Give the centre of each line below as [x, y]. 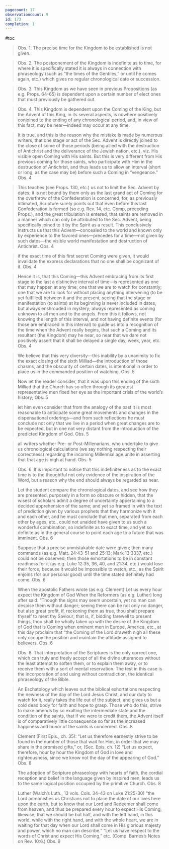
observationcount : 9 [27, 15]
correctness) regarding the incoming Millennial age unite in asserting [89, 454]
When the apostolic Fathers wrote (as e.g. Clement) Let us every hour [90, 589]
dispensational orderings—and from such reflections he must [81, 418]
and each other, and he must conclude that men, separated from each [90, 517]
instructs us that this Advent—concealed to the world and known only [90, 230]
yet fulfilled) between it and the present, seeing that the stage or [84, 298]
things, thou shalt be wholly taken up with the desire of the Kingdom [88, 622]
